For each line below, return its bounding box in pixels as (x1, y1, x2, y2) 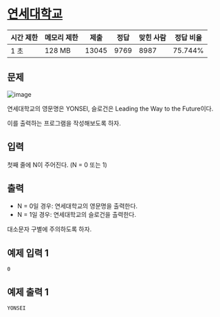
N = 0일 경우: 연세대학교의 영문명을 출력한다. (16, 202, 138, 210)
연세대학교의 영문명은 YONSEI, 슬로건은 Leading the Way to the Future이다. (7, 104, 214, 113)
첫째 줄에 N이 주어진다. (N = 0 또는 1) (7, 161, 108, 169)
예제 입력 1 (7, 247, 49, 259)
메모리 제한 (44, 32, 79, 42)
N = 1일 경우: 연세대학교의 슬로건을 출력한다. (16, 211, 136, 219)
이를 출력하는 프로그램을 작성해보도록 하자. (7, 119, 122, 127)
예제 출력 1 (7, 286, 49, 298)
